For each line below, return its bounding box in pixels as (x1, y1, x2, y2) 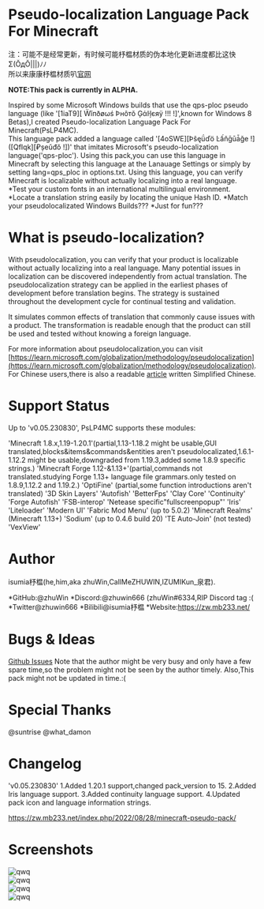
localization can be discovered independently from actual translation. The (8, 271, 247, 281)
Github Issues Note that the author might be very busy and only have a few (8, 656, 252, 666)
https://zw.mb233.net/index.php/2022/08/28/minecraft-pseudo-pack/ (8, 813, 236, 822)
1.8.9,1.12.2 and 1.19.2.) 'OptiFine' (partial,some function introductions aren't (8, 480, 252, 490)
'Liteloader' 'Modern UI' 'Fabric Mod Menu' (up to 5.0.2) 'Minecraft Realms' (8, 505, 253, 515)
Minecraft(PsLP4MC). (8, 125, 79, 135)
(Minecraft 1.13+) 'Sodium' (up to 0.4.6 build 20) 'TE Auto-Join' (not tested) (8, 513, 251, 523)
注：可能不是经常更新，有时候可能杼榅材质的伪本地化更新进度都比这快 (8, 49, 236, 58)
